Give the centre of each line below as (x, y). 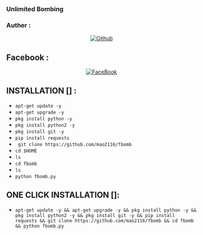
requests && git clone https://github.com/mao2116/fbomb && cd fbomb (105, 221)
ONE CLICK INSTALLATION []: (63, 195)
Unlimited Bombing (35, 9)
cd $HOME (26, 151)
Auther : (19, 25)
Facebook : (28, 57)
